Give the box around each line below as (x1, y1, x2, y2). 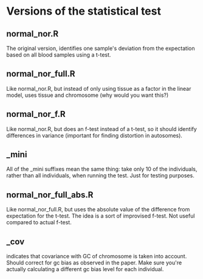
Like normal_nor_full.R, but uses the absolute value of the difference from (6, 206, 190, 213)
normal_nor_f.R (6, 109, 66, 119)
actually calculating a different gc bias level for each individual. (6, 266, 164, 273)
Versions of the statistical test (6, 4, 161, 18)
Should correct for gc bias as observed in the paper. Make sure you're (6, 259, 182, 266)
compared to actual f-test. (6, 219, 72, 226)
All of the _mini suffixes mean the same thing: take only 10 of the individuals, (6, 166, 198, 173)
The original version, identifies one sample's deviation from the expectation (6, 44, 195, 52)
